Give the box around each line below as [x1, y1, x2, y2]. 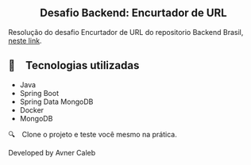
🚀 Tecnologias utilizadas [8, 59, 140, 72]
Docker [19, 105, 44, 114]
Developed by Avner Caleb [8, 148, 96, 157]
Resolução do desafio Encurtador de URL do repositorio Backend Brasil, [8, 27, 244, 36]
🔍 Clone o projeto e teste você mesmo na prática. [8, 129, 177, 139]
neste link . [8, 36, 42, 45]
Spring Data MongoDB [19, 97, 94, 106]
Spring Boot [19, 88, 60, 98]
